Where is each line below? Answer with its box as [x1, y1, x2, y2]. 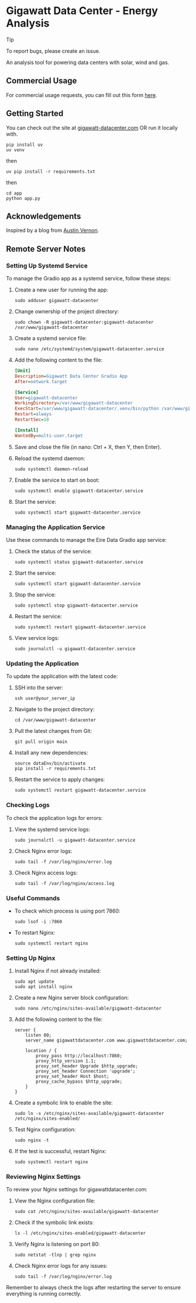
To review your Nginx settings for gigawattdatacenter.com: [6, 1186, 148, 1193]
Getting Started [6, 109, 64, 119]
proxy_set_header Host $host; [36, 1074, 109, 1080]
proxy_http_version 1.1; [36, 1058, 97, 1064]
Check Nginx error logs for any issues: [14, 1262, 108, 1269]
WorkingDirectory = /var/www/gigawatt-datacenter [14, 400, 133, 406]
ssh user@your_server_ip [14, 695, 75, 702]
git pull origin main [14, 739, 67, 745]
